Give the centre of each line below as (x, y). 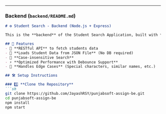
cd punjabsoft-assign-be (31, 98)
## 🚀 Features (20, 44)
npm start (15, 107)
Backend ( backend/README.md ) (40, 16)
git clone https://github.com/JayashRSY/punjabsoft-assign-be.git (75, 93)
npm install (17, 103)
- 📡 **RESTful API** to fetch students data (52, 48)
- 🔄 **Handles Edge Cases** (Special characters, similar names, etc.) (80, 67)
